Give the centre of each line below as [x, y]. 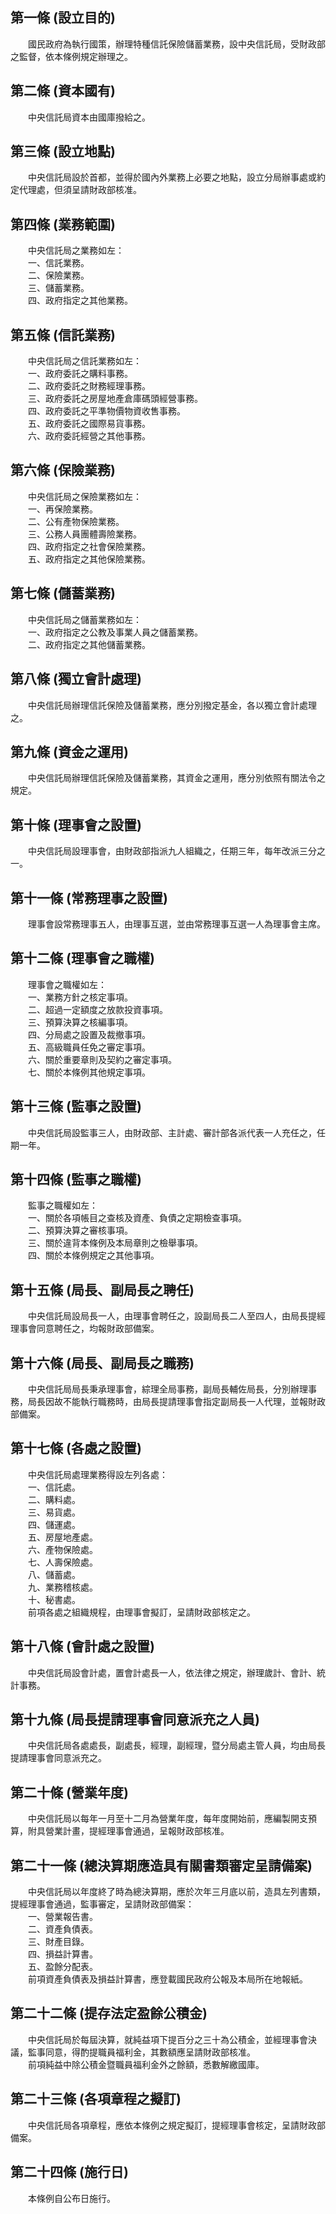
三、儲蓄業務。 [58, 288]
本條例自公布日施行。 [71, 2198]
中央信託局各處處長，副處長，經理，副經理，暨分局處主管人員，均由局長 [176, 1745]
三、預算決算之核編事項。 [80, 1022]
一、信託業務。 [58, 263]
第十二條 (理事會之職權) [82, 958]
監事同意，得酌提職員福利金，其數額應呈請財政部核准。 [141, 2052]
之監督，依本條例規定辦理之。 [71, 56]
